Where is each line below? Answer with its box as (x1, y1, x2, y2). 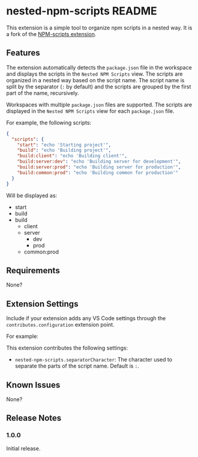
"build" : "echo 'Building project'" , (17, 147, 112, 154)
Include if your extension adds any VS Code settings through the (6, 315, 166, 322)
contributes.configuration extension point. (6, 321, 115, 328)
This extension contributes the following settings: (6, 344, 128, 352)
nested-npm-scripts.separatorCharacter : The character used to (14, 356, 173, 363)
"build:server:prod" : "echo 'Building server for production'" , (17, 164, 181, 170)
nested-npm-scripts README (6, 4, 157, 18)
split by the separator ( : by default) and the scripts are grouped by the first (6, 83, 191, 90)
